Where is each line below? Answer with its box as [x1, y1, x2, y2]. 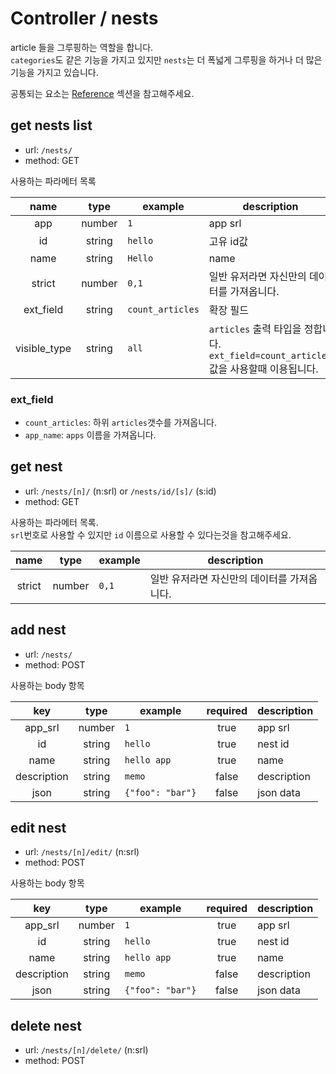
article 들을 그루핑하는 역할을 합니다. [10, 41, 154, 53]
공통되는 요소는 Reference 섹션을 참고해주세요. [10, 87, 195, 99]
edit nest [10, 820, 67, 837]
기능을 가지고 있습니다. [10, 66, 99, 78]
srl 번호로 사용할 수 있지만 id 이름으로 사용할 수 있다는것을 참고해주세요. [10, 528, 292, 541]
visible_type [15, 341, 72, 355]
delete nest [10, 1017, 82, 1034]
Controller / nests [10, 7, 159, 30]
